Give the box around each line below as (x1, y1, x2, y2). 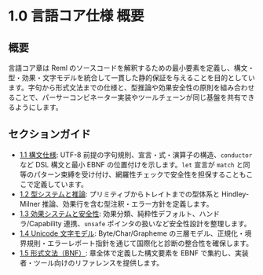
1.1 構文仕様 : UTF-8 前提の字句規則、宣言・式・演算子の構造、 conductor (19, 150, 253, 159)
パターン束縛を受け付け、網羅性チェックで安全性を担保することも (33, 170, 247, 179)
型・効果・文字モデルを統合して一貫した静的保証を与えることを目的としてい (8, 73, 255, 82)
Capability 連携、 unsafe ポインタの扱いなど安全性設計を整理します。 (28, 218, 251, 228)
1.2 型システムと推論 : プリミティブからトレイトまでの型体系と (19, 189, 220, 199)
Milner (19, 199, 41, 208)
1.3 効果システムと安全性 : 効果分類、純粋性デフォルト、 (19, 209, 200, 218)
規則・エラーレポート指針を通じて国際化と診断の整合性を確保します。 (26, 238, 254, 247)
